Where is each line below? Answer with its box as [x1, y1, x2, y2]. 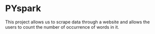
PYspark [5, 3, 41, 14]
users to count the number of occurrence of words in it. [5, 24, 120, 30]
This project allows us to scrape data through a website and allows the [5, 19, 150, 25]
